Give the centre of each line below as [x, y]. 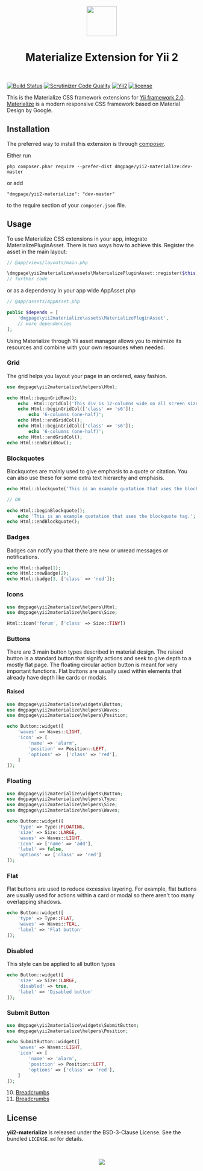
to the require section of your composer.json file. [67, 205]
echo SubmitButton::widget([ [43, 1042]
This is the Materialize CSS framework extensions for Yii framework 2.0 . [96, 97]
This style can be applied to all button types [61, 964]
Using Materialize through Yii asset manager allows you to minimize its [94, 341]
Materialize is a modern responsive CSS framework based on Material [93, 104]
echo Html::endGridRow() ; [39, 443]
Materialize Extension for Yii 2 [102, 58]
